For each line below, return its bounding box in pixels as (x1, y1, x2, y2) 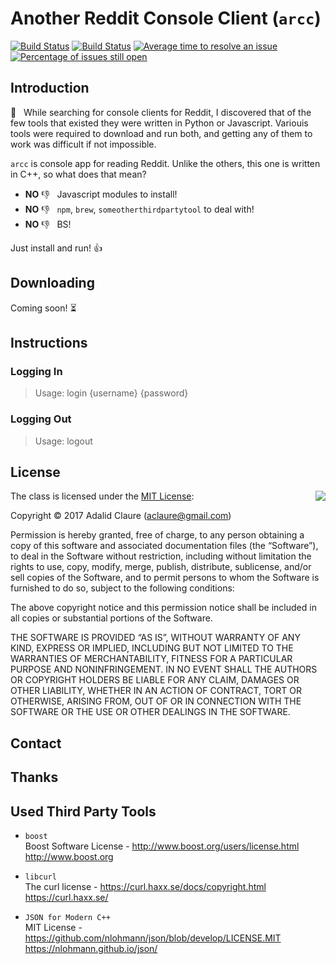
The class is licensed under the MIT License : (10, 490, 195, 502)
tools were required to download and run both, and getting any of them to (10, 127, 313, 139)
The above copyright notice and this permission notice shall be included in (10, 602, 317, 614)
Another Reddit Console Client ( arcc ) (10, 7, 322, 30)
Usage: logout (34, 435, 93, 447)
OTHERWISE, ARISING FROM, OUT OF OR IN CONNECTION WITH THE (10, 695, 302, 707)
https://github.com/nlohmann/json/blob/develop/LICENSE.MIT (24, 932, 282, 944)
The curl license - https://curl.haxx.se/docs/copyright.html (24, 880, 267, 892)
